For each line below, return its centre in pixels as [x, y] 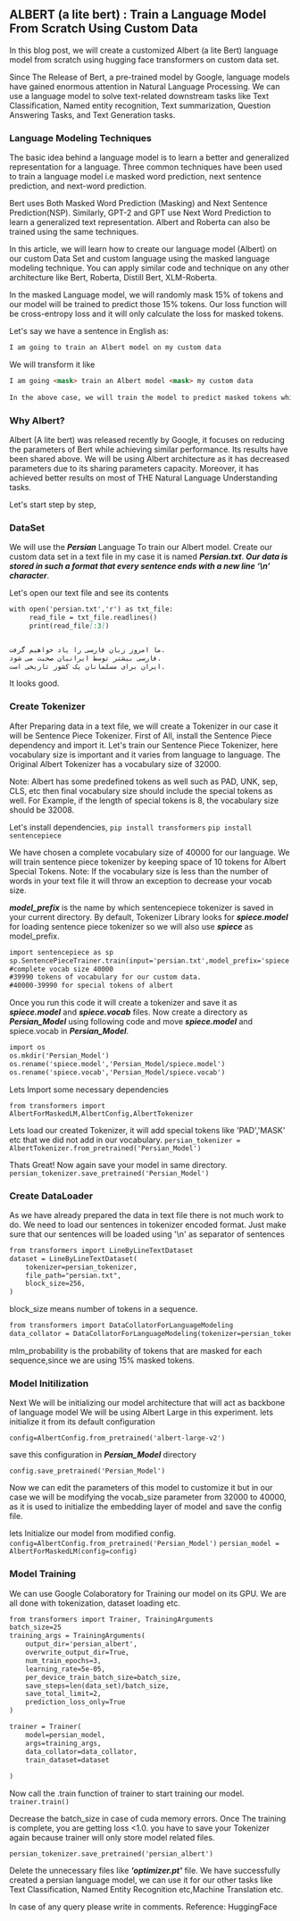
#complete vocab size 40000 [62, 969]
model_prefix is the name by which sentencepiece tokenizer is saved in [142, 907]
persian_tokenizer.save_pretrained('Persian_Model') [109, 1173]
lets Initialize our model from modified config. [93, 1533]
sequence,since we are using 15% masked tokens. [102, 1360]
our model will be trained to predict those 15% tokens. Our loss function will [148, 305]
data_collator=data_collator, [82, 1751]
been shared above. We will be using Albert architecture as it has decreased [150, 458]
